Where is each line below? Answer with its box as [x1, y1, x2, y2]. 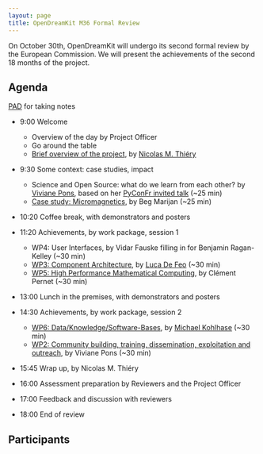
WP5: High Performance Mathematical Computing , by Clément [31, 268, 236, 278]
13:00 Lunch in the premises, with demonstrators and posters [19, 292, 220, 302]
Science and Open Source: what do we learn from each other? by [31, 180, 246, 190]
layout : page [8, 11, 51, 20]
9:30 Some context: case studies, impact [19, 164, 154, 175]
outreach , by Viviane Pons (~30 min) [31, 348, 152, 358]
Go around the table [31, 140, 97, 151]
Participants [8, 433, 70, 446]
